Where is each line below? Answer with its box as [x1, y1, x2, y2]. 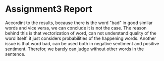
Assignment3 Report [5, 3, 93, 15]
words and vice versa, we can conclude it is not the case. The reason [5, 25, 147, 30]
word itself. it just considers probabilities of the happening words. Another [5, 35, 156, 41]
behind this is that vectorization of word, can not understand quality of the [5, 30, 157, 36]
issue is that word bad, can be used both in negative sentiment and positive [5, 40, 160, 46]
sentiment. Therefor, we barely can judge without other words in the [5, 46, 144, 52]
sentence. [5, 51, 26, 57]
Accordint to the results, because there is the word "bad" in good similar [5, 20, 153, 26]
